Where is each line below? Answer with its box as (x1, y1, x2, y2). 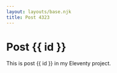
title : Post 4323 (6, 14, 50, 20)
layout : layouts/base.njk (6, 8, 71, 15)
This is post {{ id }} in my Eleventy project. (6, 60, 112, 67)
